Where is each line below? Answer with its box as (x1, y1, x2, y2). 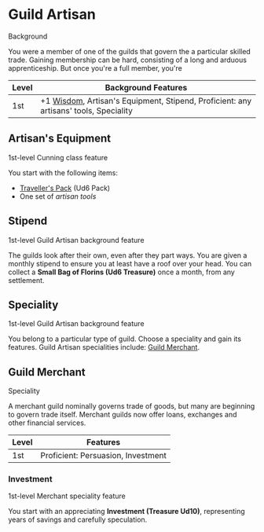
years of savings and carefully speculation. (8, 515, 148, 524)
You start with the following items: (8, 167, 118, 178)
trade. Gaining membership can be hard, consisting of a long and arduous (8, 55, 247, 64)
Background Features (104, 82, 188, 93)
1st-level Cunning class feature (8, 152, 108, 162)
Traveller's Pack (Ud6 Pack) (19, 183, 111, 193)
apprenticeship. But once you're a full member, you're (8, 63, 182, 72)
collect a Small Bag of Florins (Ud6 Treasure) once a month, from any (8, 267, 236, 277)
